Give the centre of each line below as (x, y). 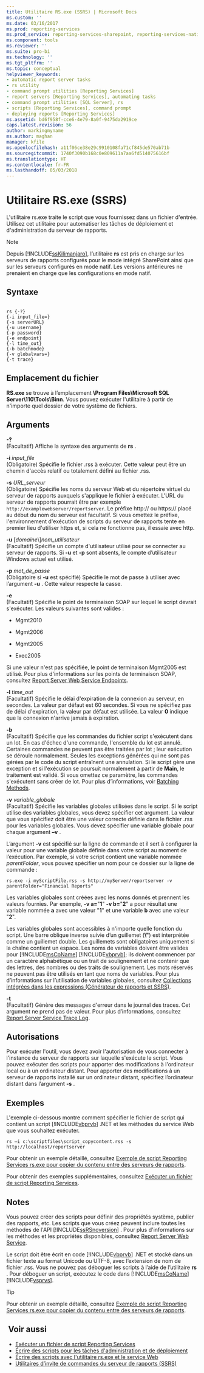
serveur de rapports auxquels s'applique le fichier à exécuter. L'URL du (95, 495)
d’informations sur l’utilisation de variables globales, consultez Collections (99, 980)
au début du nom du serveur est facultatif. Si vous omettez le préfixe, (93, 515)
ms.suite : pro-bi (28, 52)
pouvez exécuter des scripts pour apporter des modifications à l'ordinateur (100, 1065)
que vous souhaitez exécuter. (43, 1131)
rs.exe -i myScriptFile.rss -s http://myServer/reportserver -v (89, 881)
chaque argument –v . (34, 832)
